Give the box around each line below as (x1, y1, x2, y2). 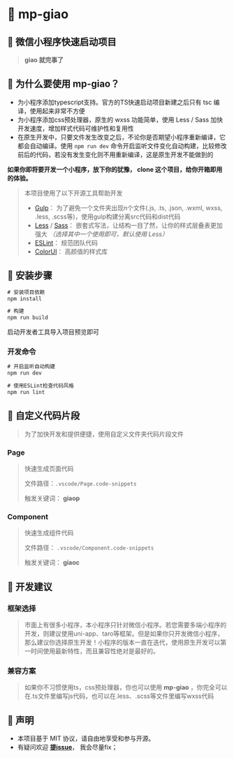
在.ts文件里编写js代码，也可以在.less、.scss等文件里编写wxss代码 (24, 692, 214, 701)
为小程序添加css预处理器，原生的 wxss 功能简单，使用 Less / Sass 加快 (17, 115, 224, 124)
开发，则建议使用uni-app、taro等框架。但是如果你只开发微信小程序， (24, 629, 224, 638)
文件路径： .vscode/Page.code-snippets (24, 479, 137, 488)
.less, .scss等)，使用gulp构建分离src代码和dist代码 (34, 212, 181, 221)
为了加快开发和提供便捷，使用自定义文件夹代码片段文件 (24, 430, 184, 438)
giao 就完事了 (24, 56, 64, 64)
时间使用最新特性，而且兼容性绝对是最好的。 (30, 647, 159, 655)
